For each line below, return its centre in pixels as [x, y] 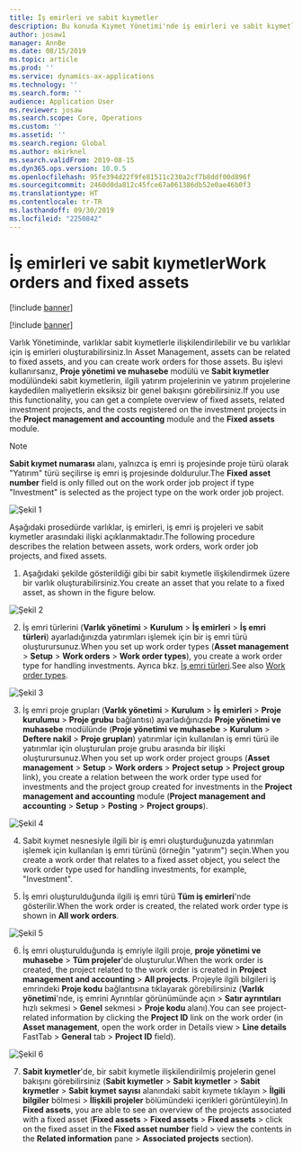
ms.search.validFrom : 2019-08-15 [72, 160]
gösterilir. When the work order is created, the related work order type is [155, 905]
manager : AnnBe [38, 43]
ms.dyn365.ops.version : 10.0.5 [68, 168]
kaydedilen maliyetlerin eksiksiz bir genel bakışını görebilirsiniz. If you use [145, 390]
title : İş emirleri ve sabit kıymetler [84, 18]
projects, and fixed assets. [58, 556]
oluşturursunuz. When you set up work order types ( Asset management [155, 646]
